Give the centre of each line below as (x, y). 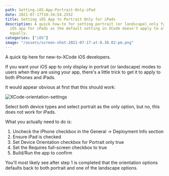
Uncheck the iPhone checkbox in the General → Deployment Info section (88, 131)
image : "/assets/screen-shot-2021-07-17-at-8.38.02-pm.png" (70, 43)
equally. (19, 33)
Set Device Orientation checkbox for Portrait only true (68, 142)
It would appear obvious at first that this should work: (60, 87)
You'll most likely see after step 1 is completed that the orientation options (81, 162)
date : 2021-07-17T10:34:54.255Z (39, 15)
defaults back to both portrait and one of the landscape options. (72, 168)
